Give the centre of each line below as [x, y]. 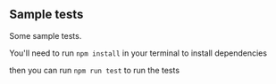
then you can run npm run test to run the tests [95, 70]
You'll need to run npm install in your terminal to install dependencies [138, 53]
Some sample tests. [46, 35]
